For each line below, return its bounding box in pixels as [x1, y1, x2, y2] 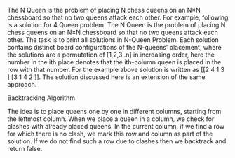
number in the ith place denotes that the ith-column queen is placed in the [7, 58, 222, 66]
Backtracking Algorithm [7, 94, 76, 102]
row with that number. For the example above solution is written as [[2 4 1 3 [7, 66, 225, 73]
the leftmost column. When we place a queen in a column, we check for [7, 115, 215, 123]
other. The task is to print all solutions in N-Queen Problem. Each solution [7, 36, 219, 44]
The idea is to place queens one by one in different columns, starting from [7, 108, 222, 115]
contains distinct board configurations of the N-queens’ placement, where [7, 43, 222, 51]
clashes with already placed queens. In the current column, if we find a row [7, 122, 225, 130]
